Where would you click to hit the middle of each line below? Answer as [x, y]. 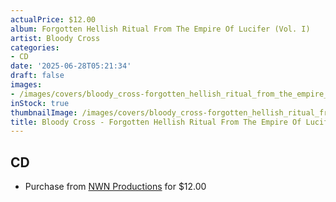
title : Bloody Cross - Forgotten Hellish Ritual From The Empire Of [156, 122]
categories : [35, 47]
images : [26, 85]
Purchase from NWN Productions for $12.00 [115, 187]
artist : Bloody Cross [55, 38]
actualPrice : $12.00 [53, 19]
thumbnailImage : [44, 112]
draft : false [37, 76]
